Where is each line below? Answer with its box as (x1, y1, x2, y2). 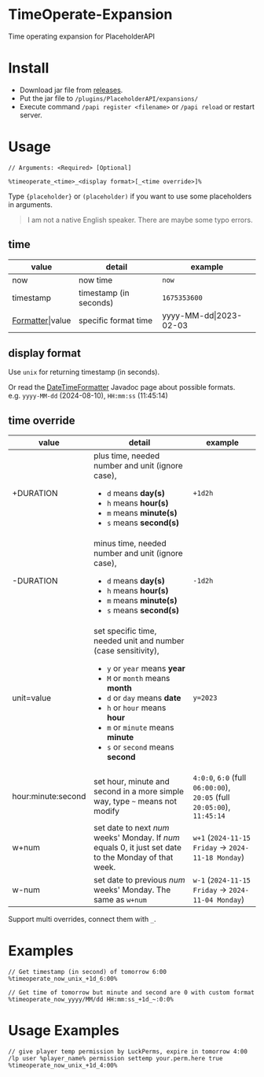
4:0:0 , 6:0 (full (192, 772, 247, 783)
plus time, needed (93, 450, 160, 461)
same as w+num (93, 894, 147, 905)
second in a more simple (93, 786, 185, 797)
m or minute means (107, 722, 174, 733)
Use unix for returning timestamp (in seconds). (8, 368, 159, 377)
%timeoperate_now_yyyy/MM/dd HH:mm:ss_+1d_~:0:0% (8, 996, 174, 1004)
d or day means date (107, 693, 181, 704)
